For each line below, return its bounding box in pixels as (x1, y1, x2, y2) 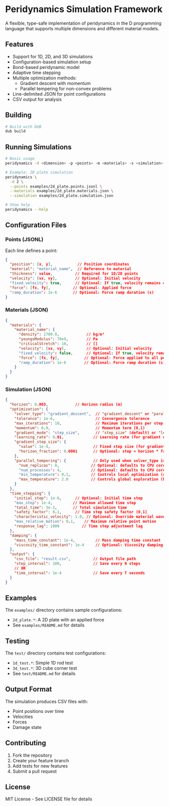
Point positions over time (12, 708, 64, 714)
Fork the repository (12, 752, 53, 758)
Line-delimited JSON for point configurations (12, 91, 106, 97)
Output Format (5, 685, 52, 694)
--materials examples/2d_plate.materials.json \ (10, 189, 114, 194)
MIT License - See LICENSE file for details (5, 796, 93, 802)
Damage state (12, 724, 42, 730)
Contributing (5, 739, 46, 748)
